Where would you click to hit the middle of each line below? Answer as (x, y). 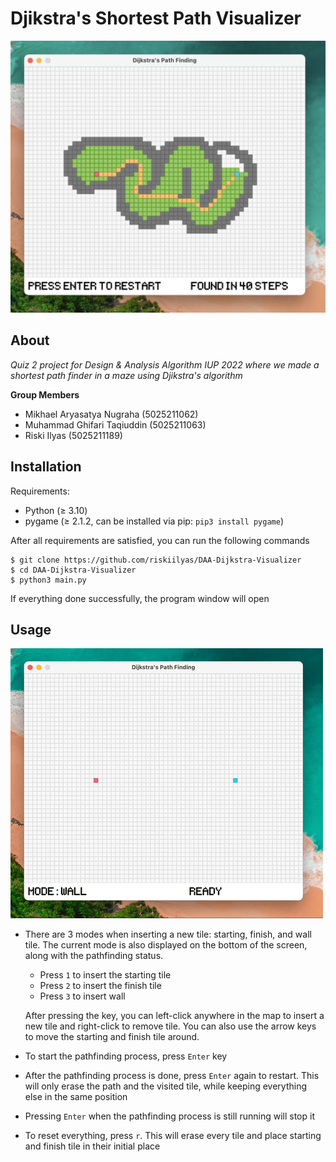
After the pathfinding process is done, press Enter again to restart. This (172, 1076)
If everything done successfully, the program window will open (140, 598)
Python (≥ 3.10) (56, 510)
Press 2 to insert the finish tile (100, 986)
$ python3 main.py (48, 580)
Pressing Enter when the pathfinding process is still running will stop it (169, 1116)
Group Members (45, 394)
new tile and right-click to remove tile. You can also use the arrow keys (170, 1026)
